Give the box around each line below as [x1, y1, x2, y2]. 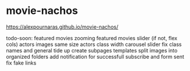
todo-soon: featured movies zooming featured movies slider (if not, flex [6, 34, 178, 41]
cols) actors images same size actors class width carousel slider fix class [6, 41, 182, 48]
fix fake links [6, 59, 37, 66]
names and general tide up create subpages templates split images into [6, 47, 178, 54]
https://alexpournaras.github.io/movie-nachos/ [6, 23, 118, 30]
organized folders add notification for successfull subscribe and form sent [6, 53, 185, 60]
